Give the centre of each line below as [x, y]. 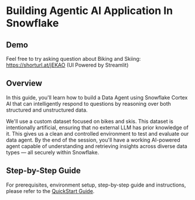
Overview [24, 83]
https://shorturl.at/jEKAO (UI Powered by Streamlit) [67, 65]
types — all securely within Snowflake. [53, 152]
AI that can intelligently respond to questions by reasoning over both [89, 104]
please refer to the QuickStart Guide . [50, 191]
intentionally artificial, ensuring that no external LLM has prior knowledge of [97, 127]
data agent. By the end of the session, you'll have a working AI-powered [93, 140]
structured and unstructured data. [47, 110]
